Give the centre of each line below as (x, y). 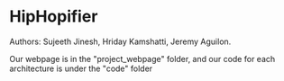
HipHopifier (54, 17)
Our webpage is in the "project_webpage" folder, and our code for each (142, 58)
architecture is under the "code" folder (81, 68)
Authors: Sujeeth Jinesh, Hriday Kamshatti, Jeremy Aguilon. (120, 41)
